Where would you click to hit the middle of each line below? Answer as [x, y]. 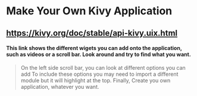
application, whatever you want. [60, 86]
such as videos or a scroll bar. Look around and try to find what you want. [99, 54]
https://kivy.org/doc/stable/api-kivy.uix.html [92, 33]
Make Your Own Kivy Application [89, 11]
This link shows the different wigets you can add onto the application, [94, 48]
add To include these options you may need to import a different [99, 74]
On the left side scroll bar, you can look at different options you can [103, 67]
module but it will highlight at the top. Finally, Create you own [96, 80]
